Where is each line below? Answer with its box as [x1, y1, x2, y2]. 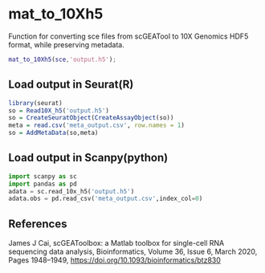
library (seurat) [8, 99, 63, 107]
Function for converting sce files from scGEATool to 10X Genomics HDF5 [8, 31, 249, 41]
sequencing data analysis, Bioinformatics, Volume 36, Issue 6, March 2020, [8, 247, 258, 257]
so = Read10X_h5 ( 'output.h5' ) [8, 106, 110, 115]
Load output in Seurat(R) [8, 78, 134, 92]
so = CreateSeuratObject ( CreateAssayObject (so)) [8, 114, 174, 122]
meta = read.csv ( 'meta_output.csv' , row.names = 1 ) [8, 121, 185, 129]
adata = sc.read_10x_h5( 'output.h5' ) [8, 187, 135, 195]
